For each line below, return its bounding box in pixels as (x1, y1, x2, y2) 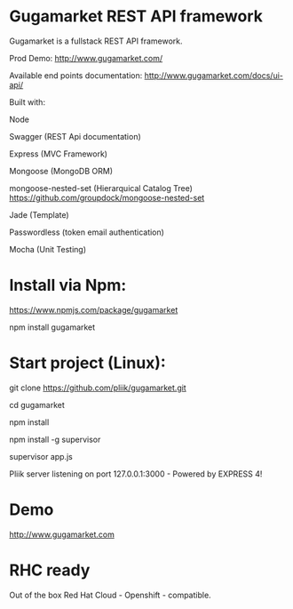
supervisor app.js (9, 451, 73, 461)
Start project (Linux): (9, 353, 166, 373)
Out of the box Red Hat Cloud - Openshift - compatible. (9, 589, 211, 600)
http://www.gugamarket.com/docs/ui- (144, 69, 284, 81)
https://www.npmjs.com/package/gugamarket (9, 304, 178, 315)
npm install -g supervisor (9, 434, 101, 445)
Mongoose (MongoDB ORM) (9, 165, 114, 176)
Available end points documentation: (9, 69, 143, 81)
